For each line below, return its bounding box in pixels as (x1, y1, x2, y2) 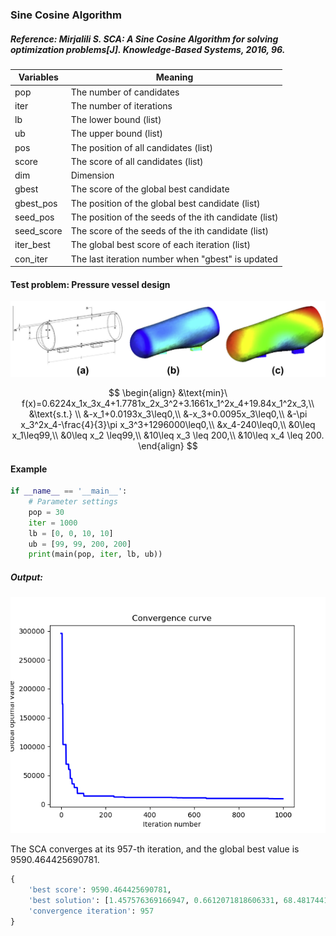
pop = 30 (28, 507, 65, 517)
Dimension (70, 169, 115, 182)
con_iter (14, 253, 48, 265)
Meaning (155, 71, 194, 83)
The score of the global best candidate (70, 183, 230, 195)
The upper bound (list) (70, 128, 164, 140)
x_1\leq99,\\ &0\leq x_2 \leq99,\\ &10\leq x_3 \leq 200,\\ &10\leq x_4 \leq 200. (11, 429, 325, 441)
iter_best (14, 239, 51, 251)
